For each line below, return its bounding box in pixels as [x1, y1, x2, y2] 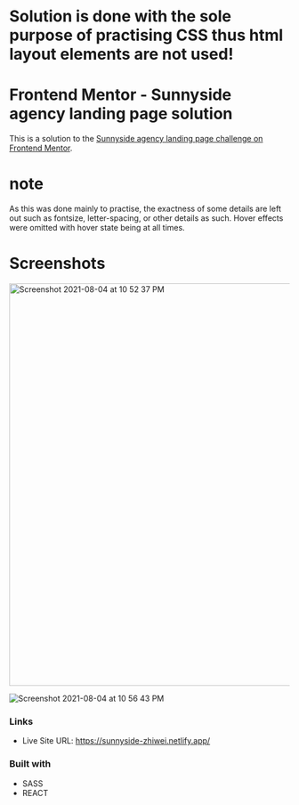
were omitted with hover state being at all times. [9, 223, 185, 233]
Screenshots [9, 254, 106, 273]
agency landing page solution [9, 104, 233, 124]
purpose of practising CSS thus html [9, 25, 284, 45]
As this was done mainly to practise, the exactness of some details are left [9, 203, 282, 215]
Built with [9, 758, 52, 770]
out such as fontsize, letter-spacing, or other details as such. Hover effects [9, 213, 284, 224]
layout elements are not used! [9, 45, 234, 64]
